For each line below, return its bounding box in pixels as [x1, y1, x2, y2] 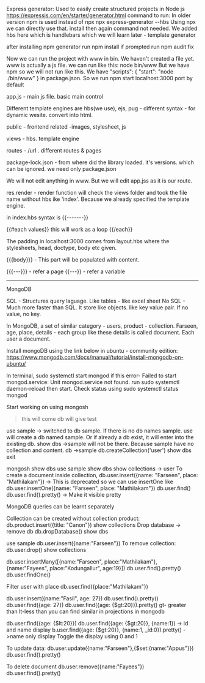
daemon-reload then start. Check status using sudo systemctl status [6, 385, 179, 392]
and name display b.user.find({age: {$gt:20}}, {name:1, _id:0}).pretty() [6, 626, 182, 633]
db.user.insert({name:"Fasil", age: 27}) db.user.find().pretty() [6, 595, 159, 602]
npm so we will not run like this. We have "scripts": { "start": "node [6, 68, 174, 75]
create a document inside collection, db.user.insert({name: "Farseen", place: [6, 472, 198, 478]
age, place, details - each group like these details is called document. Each [6, 329, 195, 336]
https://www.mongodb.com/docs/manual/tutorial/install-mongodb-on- [6, 353, 184, 361]
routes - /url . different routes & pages [6, 147, 102, 154]
